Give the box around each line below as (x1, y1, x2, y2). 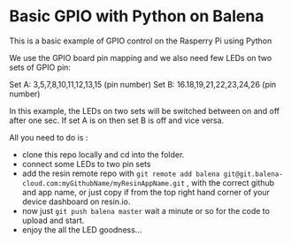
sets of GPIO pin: (9, 62, 71, 72)
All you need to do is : (9, 132, 88, 142)
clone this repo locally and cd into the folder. (21, 149, 185, 160)
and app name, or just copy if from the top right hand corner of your (21, 187, 270, 197)
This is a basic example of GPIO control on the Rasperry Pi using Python (9, 35, 272, 46)
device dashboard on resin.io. (21, 196, 131, 207)
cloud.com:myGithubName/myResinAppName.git (21, 179, 186, 187)
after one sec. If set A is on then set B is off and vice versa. (9, 115, 225, 126)
